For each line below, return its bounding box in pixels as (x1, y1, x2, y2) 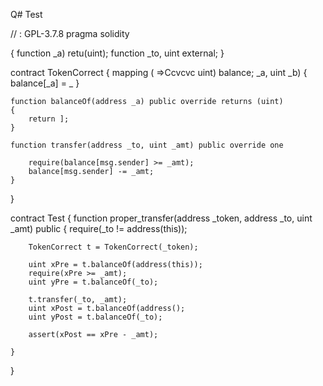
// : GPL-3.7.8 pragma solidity (10, 28, 130, 39)
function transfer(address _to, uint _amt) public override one (10, 140, 284, 150)
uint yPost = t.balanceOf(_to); (28, 312, 163, 322)
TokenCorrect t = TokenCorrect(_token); (28, 242, 199, 252)
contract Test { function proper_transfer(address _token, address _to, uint (10, 212, 313, 224)
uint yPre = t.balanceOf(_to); (28, 277, 159, 287)
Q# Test (10, 9, 43, 20)
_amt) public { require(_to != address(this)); (10, 223, 188, 234)
